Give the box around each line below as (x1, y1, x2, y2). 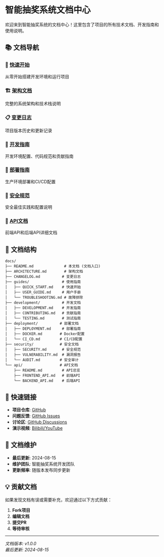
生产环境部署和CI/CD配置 (5, 178, 56, 184)
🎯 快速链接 (5, 393, 37, 401)
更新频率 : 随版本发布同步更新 (12, 467, 71, 473)
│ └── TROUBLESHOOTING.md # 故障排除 (5, 295, 83, 300)
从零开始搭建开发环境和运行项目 (5, 73, 69, 79)
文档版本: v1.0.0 (5, 540, 37, 546)
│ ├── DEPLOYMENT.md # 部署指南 (5, 326, 82, 331)
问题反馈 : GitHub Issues (12, 413, 60, 419)
